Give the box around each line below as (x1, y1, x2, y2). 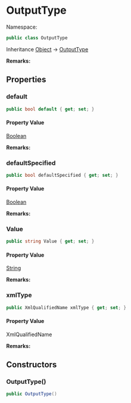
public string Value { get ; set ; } (6, 238, 95, 245)
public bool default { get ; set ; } (6, 106, 95, 112)
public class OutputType (6, 35, 68, 41)
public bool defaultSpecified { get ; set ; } (6, 172, 118, 178)
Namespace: (6, 23, 38, 30)
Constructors (6, 359, 57, 370)
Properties (6, 75, 46, 85)
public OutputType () (6, 391, 58, 397)
